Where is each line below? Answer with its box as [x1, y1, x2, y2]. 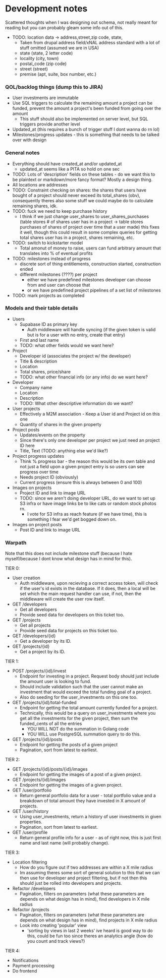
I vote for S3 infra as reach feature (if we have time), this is [27, 511, 147, 517]
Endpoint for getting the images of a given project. [19, 782, 123, 788]
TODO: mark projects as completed [12, 292, 85, 298]
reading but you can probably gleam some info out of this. [5, 24, 124, 30]
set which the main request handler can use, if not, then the [19, 591, 142, 597]
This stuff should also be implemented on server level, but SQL [19, 116, 149, 122]
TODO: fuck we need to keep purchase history [12, 208, 108, 214]
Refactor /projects [12, 907, 50, 913]
